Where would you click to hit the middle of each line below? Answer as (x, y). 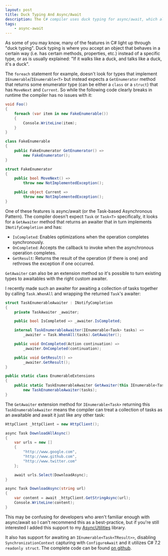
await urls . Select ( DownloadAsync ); (51, 475)
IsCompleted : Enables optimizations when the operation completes (80, 237)
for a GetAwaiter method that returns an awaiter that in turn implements (78, 222)
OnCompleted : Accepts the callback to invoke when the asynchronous (83, 247)
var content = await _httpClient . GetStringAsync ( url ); (72, 498)
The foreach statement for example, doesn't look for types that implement (81, 74)
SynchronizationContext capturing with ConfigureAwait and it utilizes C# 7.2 (83, 542)
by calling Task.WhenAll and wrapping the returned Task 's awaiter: (73, 294)
